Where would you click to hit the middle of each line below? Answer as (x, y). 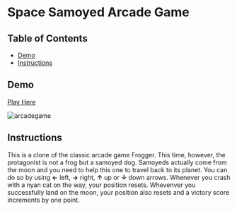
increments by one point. (44, 200)
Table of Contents (48, 38)
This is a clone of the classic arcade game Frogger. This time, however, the (116, 155)
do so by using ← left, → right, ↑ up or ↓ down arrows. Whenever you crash (119, 177)
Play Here (22, 102)
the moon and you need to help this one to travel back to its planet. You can (117, 169)
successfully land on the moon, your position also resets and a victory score (118, 192)
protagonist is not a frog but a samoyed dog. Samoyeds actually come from (117, 162)
